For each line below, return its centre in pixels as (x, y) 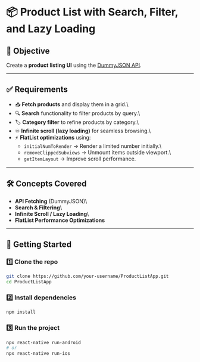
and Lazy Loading (51, 29)
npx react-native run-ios (38, 354)
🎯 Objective (28, 51)
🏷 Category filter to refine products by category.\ (76, 122)
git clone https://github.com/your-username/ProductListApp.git (87, 276)
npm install (21, 312)
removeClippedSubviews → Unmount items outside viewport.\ (97, 152)
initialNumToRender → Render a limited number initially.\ (93, 146)
